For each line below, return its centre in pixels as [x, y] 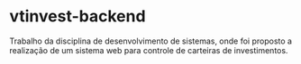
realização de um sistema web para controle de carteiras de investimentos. [149, 50]
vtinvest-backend [78, 16]
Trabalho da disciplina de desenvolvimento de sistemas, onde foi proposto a [151, 41]
